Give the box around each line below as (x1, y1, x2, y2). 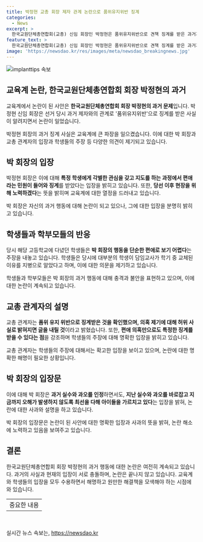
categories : (6, 15, 36, 21)
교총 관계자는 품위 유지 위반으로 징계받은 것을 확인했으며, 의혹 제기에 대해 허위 (6, 319, 188, 325)
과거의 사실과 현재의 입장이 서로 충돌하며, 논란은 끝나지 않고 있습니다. (14, 470, 177, 478)
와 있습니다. (6, 485, 34, 493)
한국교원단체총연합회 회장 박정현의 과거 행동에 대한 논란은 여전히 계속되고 (6, 463, 179, 470)
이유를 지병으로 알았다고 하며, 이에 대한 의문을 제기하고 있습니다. (6, 261, 158, 269)
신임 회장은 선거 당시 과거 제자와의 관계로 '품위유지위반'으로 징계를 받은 (17, 109, 185, 117)
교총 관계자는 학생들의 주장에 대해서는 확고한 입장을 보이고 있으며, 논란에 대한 (6, 347, 188, 354)
